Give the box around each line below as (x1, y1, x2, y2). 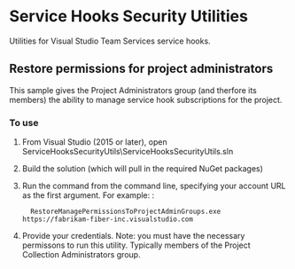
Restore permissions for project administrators (9, 61, 274, 76)
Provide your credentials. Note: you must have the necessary (21, 231, 245, 241)
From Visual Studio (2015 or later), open (21, 137, 167, 147)
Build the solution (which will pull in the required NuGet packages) (21, 163, 264, 174)
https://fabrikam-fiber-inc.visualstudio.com (21, 215, 193, 224)
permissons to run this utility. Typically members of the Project (21, 240, 251, 250)
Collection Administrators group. (21, 249, 141, 260)
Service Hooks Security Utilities (9, 6, 248, 27)
